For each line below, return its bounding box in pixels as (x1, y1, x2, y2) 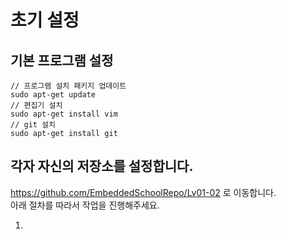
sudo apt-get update (10, 90, 97, 100)
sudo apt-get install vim (10, 109, 118, 119)
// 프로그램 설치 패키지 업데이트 (10, 81, 127, 91)
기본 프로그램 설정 (10, 52, 114, 69)
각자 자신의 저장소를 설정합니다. (10, 158, 194, 175)
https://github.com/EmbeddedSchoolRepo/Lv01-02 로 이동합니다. (10, 186, 277, 198)
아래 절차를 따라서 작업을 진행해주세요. (10, 199, 160, 211)
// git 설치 (10, 120, 56, 130)
